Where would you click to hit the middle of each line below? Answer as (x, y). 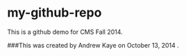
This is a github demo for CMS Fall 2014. (65, 32)
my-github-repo (54, 13)
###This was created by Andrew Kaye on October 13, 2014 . (93, 45)
